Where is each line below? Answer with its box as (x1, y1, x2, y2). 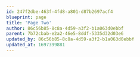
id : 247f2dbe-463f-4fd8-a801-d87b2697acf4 (6, 8, 113, 15)
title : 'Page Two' (6, 20, 52, 26)
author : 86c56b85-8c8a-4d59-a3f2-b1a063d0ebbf (6, 25, 124, 31)
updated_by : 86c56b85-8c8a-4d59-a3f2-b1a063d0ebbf (6, 36, 135, 42)
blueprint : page (6, 14, 46, 20)
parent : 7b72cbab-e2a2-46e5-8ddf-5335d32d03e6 (6, 31, 124, 37)
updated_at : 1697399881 (6, 42, 66, 48)
